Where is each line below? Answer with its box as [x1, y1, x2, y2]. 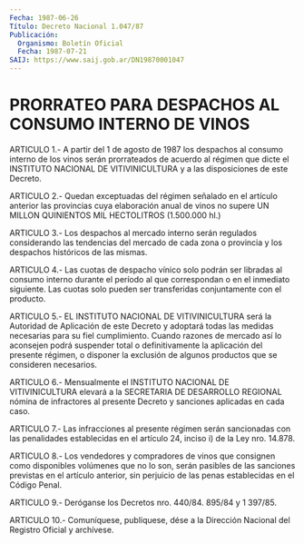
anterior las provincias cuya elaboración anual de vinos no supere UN [9, 200, 270, 211]
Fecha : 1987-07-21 [17, 47, 88, 56]
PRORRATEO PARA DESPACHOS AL [9, 94, 279, 115]
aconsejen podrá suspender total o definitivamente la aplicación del [9, 340, 263, 351]
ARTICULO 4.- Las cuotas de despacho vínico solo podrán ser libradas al [9, 264, 283, 275]
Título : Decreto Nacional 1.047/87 [9, 22, 144, 31]
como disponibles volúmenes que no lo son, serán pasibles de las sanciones [9, 460, 296, 470]
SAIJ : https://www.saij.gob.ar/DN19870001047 [9, 55, 184, 64]
